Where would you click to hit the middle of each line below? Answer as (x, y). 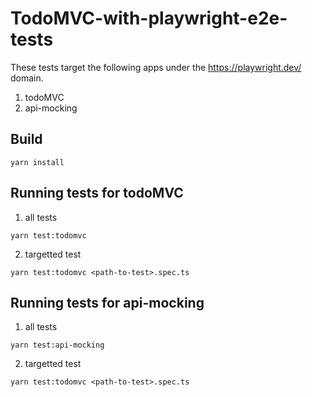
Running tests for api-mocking (107, 302)
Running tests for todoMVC (97, 193)
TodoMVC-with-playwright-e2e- (149, 18)
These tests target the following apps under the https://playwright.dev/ (156, 67)
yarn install (37, 162)
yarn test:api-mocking (57, 345)
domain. (27, 78)
